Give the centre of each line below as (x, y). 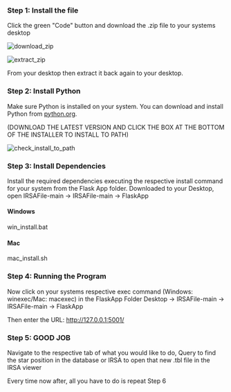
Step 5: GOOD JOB (39, 337)
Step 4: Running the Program (57, 276)
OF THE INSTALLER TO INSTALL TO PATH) (68, 135)
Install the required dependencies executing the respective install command (115, 181)
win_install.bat (28, 227)
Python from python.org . (42, 114)
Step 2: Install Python (44, 91)
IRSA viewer (25, 367)
